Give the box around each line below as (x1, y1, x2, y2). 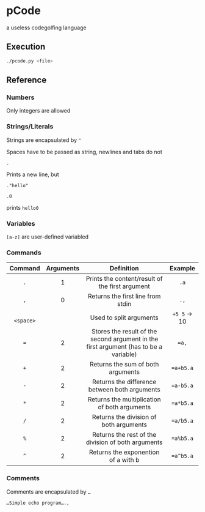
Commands (6, 248, 41, 257)
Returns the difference (92, 377, 157, 386)
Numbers (6, 93, 35, 102)
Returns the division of (92, 413, 157, 421)
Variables (6, 219, 35, 228)
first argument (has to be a (86, 343, 163, 351)
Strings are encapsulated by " (6, 136, 81, 144)
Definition (109, 264, 139, 273)
